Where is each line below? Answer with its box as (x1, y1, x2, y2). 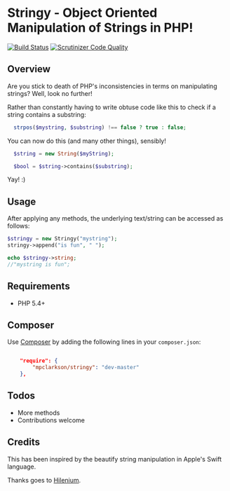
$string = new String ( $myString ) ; (13, 150, 114, 157)
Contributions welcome (17, 415, 86, 424)
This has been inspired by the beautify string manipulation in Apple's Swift (7, 455, 222, 463)
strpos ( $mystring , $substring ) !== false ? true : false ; (13, 124, 187, 131)
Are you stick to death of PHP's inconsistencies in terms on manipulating (7, 82, 217, 90)
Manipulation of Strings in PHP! (7, 20, 194, 36)
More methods (17, 408, 60, 417)
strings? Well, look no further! (7, 89, 93, 97)
